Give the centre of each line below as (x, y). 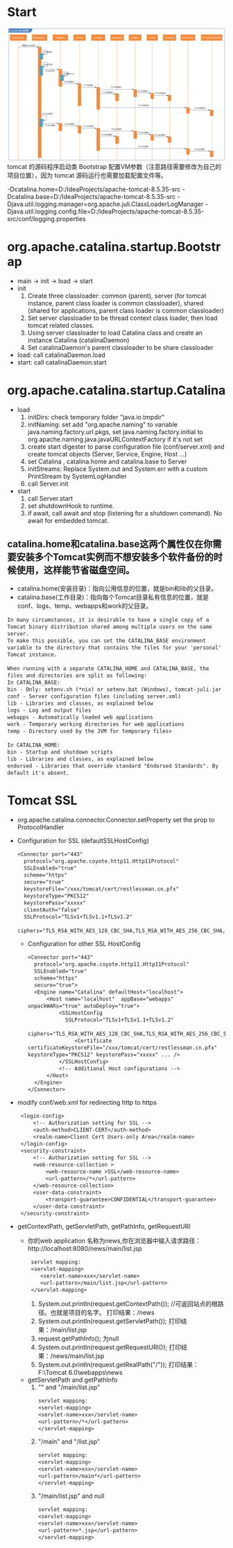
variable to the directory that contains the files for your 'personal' (114, 648)
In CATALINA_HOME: (34, 745)
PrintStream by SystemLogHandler (77, 476)
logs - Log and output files (49, 710)
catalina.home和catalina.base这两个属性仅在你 (110, 544)
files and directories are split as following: (77, 676)
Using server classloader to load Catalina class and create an (115, 333)
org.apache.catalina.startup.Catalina (116, 391)
